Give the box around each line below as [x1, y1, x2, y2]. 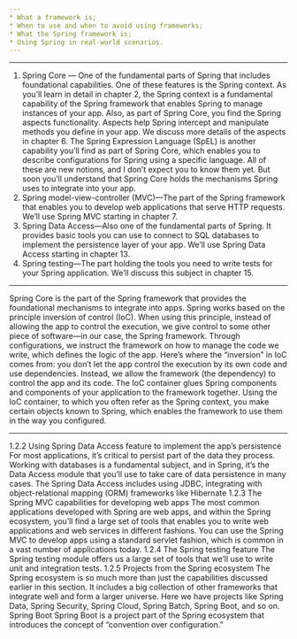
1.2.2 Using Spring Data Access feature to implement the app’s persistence [9, 441, 282, 451]
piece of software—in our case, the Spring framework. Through [9, 331, 240, 342]
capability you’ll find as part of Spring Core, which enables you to [21, 145, 261, 156]
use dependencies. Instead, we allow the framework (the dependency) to [9, 368, 276, 379]
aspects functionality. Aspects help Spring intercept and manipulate [21, 117, 270, 128]
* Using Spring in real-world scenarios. [9, 37, 164, 47]
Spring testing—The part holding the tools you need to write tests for [21, 258, 273, 269]
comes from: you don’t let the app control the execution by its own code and [9, 359, 287, 370]
